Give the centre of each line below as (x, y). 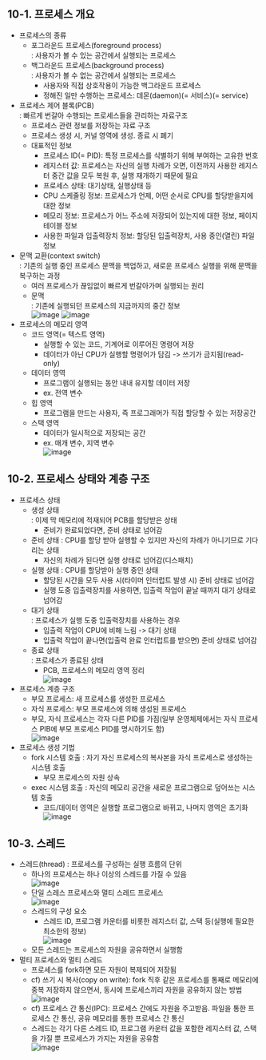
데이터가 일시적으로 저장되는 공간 (94, 433)
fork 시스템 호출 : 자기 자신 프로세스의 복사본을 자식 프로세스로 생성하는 (142, 757)
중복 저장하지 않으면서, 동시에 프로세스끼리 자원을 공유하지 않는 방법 (137, 990)
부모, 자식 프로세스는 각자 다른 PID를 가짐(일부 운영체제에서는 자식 (134, 719)
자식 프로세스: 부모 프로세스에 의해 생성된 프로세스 (109, 708)
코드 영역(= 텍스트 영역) (68, 334)
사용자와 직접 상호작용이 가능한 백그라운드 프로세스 (122, 85)
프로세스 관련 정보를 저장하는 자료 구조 (91, 125)
